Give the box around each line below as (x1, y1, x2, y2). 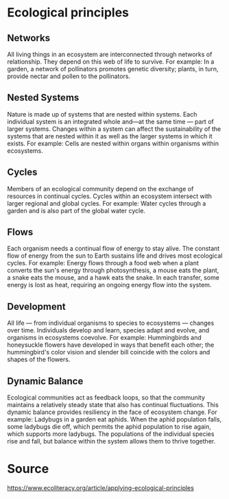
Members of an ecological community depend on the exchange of (7, 184, 194, 193)
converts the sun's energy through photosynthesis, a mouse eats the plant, (7, 266, 219, 275)
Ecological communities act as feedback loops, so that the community (7, 393, 206, 402)
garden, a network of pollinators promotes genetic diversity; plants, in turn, (7, 65, 219, 73)
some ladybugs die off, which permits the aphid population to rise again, (7, 423, 211, 431)
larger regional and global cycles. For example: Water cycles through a (7, 199, 206, 207)
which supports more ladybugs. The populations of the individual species (7, 430, 215, 438)
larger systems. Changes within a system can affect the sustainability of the (7, 125, 221, 133)
